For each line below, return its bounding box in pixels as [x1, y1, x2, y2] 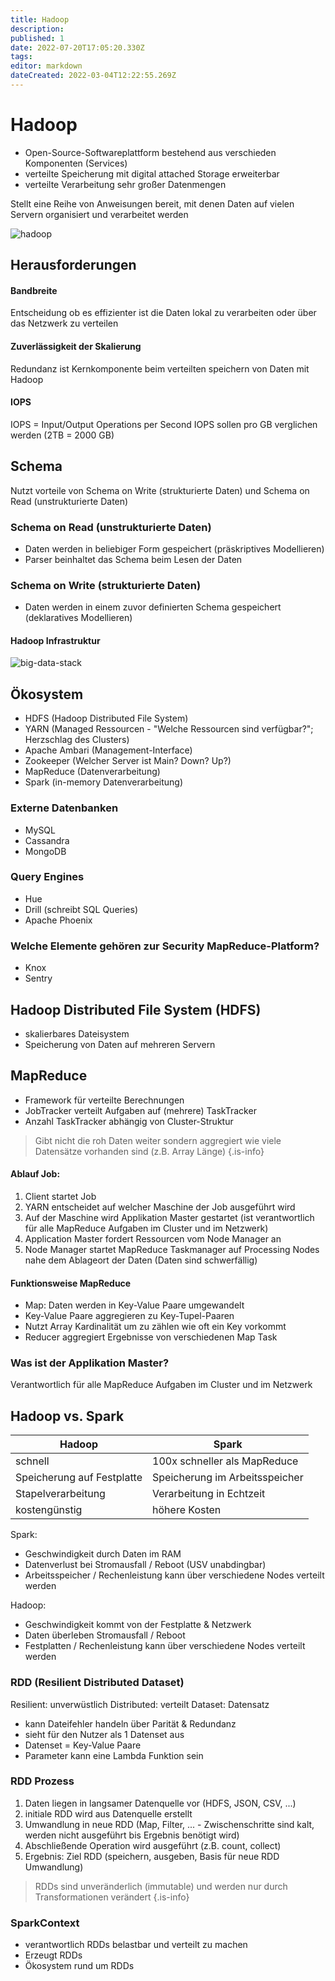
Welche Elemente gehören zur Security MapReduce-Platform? [10, 939, 320, 953]
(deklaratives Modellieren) [24, 612, 133, 624]
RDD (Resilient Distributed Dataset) [10, 1676, 185, 1690]
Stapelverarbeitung [15, 1487, 106, 1501]
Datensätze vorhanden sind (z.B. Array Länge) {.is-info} [34, 1145, 265, 1157]
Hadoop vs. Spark [10, 1407, 125, 1425]
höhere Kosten [152, 1503, 222, 1517]
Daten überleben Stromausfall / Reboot [24, 1629, 186, 1641]
